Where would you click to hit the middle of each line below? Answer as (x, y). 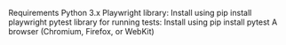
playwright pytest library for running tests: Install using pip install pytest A (143, 22)
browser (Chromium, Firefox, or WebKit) (81, 31)
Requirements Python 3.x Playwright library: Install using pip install (130, 13)
